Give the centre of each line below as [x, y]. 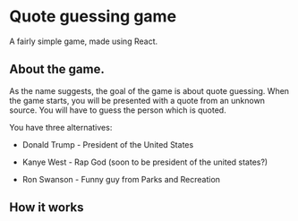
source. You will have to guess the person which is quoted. [118, 110]
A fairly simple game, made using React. [84, 41]
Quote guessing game [93, 17]
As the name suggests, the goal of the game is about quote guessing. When [149, 90]
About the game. [57, 69]
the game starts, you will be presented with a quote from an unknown [137, 100]
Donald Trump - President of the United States [108, 144]
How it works [47, 208]
